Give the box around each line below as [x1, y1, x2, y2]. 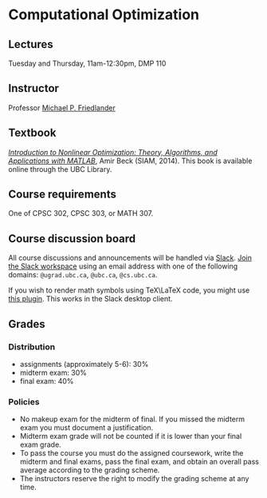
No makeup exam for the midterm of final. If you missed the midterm [19, 414, 245, 424]
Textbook [8, 126, 57, 140]
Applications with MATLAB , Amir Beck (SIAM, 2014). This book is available [8, 156, 253, 165]
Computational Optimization [8, 6, 200, 24]
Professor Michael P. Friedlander [8, 102, 116, 113]
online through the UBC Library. [8, 164, 112, 173]
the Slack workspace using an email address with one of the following [8, 261, 238, 271]
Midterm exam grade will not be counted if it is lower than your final [19, 432, 242, 441]
